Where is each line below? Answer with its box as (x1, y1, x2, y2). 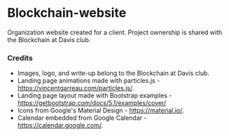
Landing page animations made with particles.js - (17, 76, 160, 85)
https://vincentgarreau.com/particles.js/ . (17, 84, 134, 93)
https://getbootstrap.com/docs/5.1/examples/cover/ (17, 99, 167, 107)
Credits (7, 53, 33, 62)
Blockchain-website (7, 5, 127, 21)
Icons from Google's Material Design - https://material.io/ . (17, 107, 184, 115)
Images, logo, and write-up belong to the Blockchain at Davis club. (17, 69, 210, 78)
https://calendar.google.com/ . (17, 121, 104, 130)
